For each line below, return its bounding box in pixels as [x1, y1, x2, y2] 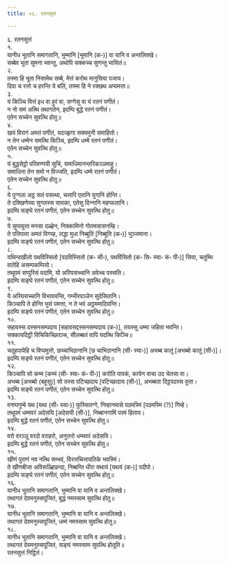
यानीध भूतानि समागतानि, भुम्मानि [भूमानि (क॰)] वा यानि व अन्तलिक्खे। [7, 50, 158, 59]
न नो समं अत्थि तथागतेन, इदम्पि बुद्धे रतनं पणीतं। [7, 105, 112, 113]
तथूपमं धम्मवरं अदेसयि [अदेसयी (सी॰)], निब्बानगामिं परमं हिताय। [7, 408, 145, 417]
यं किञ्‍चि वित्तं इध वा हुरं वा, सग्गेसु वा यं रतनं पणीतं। [7, 97, 120, 106]
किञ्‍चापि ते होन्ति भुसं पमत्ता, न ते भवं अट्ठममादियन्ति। [7, 299, 121, 308]
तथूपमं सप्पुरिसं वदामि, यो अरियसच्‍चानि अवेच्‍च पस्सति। [7, 268, 125, 276]
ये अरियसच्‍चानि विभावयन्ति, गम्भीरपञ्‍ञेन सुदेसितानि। [7, 292, 121, 300]
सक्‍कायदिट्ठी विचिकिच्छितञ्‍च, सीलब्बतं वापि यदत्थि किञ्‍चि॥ [7, 330, 133, 339]
